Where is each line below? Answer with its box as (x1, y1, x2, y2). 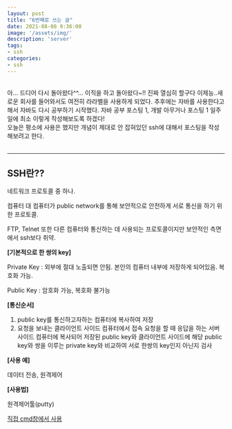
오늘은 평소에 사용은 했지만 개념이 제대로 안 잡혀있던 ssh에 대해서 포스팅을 (7, 123, 207, 131)
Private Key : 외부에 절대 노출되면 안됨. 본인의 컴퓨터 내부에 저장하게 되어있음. (7, 263, 217, 271)
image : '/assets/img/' (7, 29, 72, 37)
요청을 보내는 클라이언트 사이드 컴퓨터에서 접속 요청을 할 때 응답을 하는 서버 (17, 324, 220, 332)
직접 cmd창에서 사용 (7, 415, 62, 423)
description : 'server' (7, 36, 72, 43)
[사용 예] (7, 356, 30, 364)
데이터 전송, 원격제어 (7, 370, 63, 379)
